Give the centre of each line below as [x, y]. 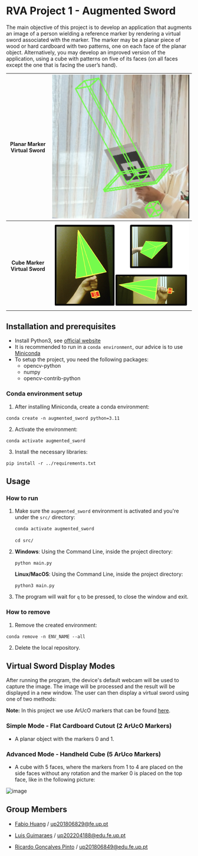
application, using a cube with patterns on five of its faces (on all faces [92, 59]
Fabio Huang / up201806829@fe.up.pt [61, 823]
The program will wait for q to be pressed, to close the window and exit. [101, 597]
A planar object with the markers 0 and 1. [65, 739]
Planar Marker [28, 144]
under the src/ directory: [45, 517]
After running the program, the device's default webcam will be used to [93, 680]
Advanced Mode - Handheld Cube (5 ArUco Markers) [84, 754]
